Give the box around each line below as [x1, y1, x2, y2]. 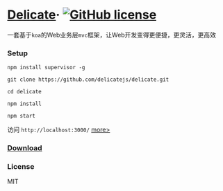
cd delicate [7, 89, 42, 95]
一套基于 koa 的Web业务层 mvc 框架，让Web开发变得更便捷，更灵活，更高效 [7, 30, 217, 39]
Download [7, 143, 43, 153]
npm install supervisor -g [7, 64, 85, 71]
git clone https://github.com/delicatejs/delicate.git [7, 76, 170, 83]
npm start [7, 113, 36, 120]
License [7, 162, 35, 172]
